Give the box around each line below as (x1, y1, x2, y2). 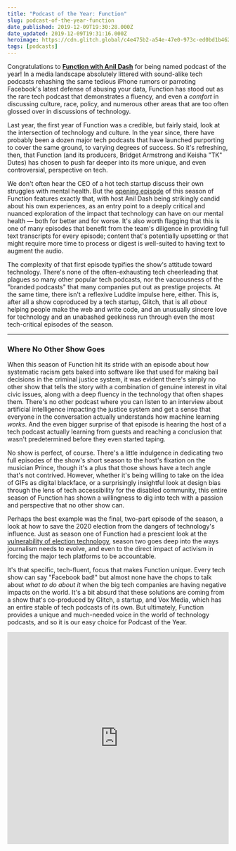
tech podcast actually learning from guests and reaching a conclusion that (7, 427, 223, 436)
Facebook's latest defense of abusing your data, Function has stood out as (7, 85, 223, 93)
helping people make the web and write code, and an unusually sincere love (7, 305, 228, 313)
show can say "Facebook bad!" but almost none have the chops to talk (7, 573, 212, 581)
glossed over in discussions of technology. (7, 107, 131, 115)
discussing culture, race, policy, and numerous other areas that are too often (7, 100, 229, 108)
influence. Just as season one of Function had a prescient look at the (7, 529, 207, 538)
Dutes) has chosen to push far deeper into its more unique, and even (7, 158, 206, 166)
